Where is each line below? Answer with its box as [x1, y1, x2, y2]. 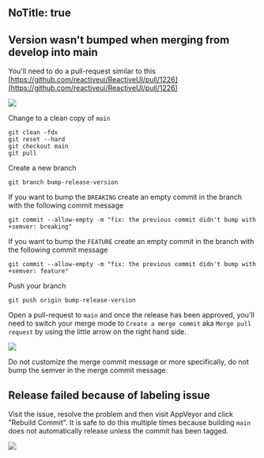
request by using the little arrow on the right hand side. [8, 327, 187, 336]
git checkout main [8, 142, 69, 151]
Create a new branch [8, 163, 77, 173]
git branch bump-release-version [8, 178, 119, 186]
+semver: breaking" [8, 223, 73, 231]
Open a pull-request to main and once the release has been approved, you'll [8, 310, 255, 320]
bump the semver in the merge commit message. [8, 366, 168, 375]
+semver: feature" [8, 268, 69, 276]
